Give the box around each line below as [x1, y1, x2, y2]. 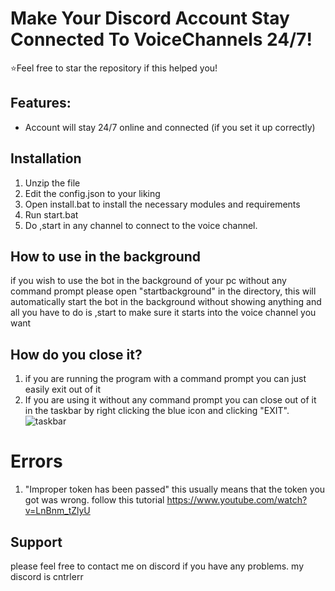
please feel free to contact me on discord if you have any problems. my [10, 560, 304, 572]
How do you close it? [10, 346, 143, 363]
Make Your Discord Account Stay [10, 7, 290, 30]
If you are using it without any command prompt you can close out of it [24, 394, 317, 406]
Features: [10, 95, 72, 112]
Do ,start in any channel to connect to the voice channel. [24, 219, 258, 231]
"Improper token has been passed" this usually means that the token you [24, 483, 326, 496]
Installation [10, 150, 82, 167]
